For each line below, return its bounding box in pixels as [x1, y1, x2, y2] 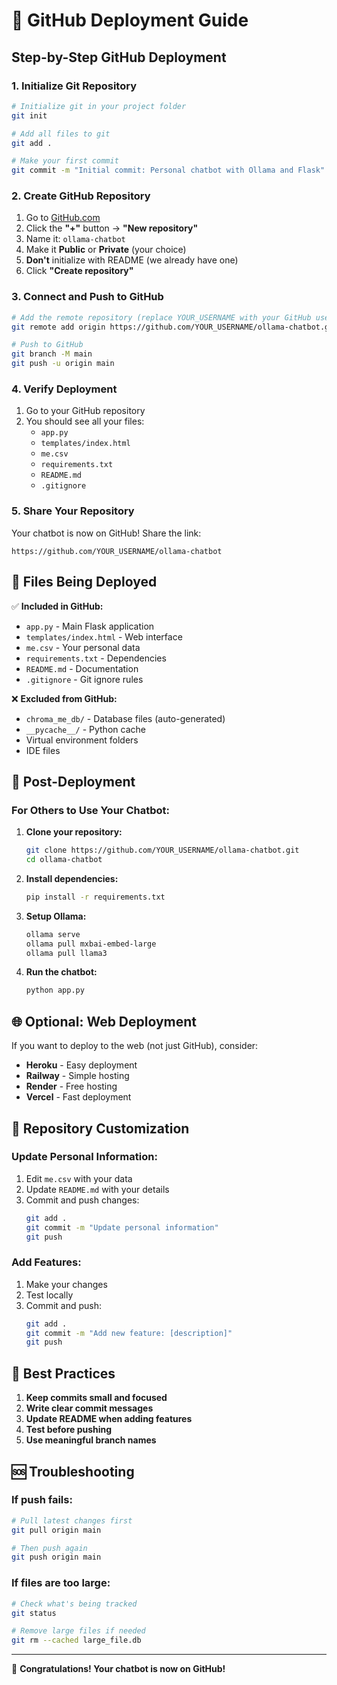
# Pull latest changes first [11, 1515, 133, 1526]
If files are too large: [11, 1576, 111, 1590]
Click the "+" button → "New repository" [25, 222, 199, 234]
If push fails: [11, 1493, 73, 1507]
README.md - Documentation [25, 662, 139, 674]
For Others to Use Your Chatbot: [11, 803, 170, 817]
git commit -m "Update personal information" [25, 1222, 219, 1233]
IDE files [25, 744, 61, 756]
